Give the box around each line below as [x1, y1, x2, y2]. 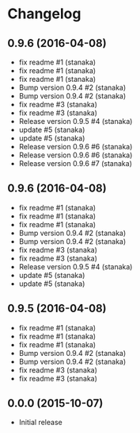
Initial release [18, 418, 62, 427]
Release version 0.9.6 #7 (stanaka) [18, 159, 132, 168]
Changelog [7, 5, 81, 23]
